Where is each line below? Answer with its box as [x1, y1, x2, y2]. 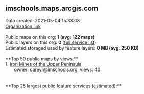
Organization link [5, 23, 41, 29]
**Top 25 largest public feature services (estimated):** [5, 83, 122, 89]
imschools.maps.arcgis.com [5, 4, 99, 13]
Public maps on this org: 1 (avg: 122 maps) [5, 34, 95, 40]
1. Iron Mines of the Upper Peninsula [5, 61, 82, 67]
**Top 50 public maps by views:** [5, 56, 78, 62]
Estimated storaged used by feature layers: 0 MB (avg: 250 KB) [5, 44, 139, 51]
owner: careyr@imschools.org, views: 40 [14, 66, 101, 73]
